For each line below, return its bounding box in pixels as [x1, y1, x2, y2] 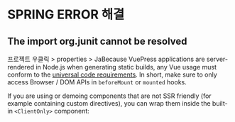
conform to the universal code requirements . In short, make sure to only [7, 70, 218, 79]
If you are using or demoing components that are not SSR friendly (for [7, 91, 212, 100]
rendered [7, 63, 34, 71]
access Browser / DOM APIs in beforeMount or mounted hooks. [7, 78, 187, 86]
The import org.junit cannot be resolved [7, 35, 187, 47]
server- [206, 55, 229, 63]
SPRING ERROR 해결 [7, 6, 125, 23]
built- [212, 99, 229, 107]
